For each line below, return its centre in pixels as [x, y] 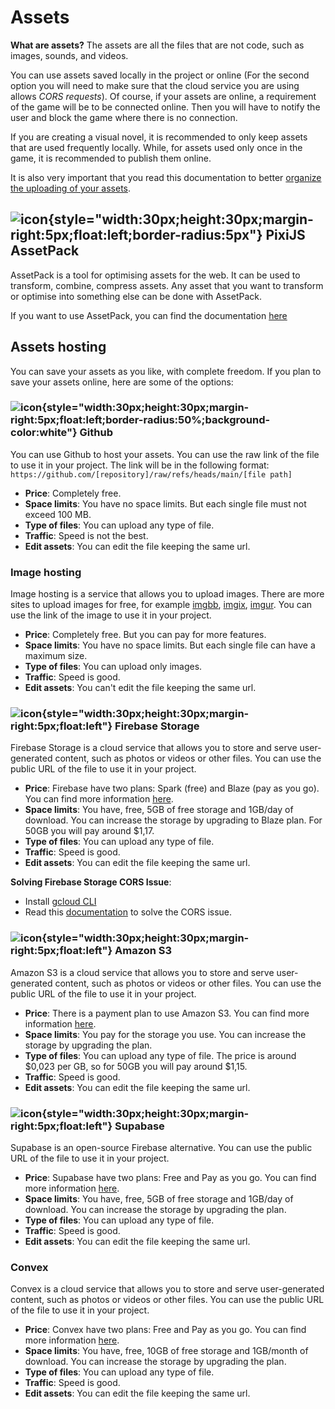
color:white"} [44, 433]
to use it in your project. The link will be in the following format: [140, 465]
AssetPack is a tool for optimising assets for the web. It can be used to [155, 275]
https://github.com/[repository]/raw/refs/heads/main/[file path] [151, 474]
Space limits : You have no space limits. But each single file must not [165, 503]
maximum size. [56, 656]
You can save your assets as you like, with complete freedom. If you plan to [166, 371]
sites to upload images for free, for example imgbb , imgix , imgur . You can [161, 605]
